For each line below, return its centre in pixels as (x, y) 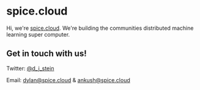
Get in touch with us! (46, 54)
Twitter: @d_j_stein (30, 68)
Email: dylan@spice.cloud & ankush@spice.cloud (68, 80)
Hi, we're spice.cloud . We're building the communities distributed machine (100, 28)
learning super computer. (38, 34)
